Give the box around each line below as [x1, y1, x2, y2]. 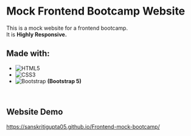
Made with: [6, 49, 50, 59]
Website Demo [6, 107, 63, 117]
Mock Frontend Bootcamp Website [6, 4, 186, 18]
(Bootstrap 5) [47, 77, 82, 84]
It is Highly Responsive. [6, 30, 67, 38]
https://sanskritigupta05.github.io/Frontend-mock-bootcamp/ [6, 123, 160, 130]
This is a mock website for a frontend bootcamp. [6, 24, 128, 32]
